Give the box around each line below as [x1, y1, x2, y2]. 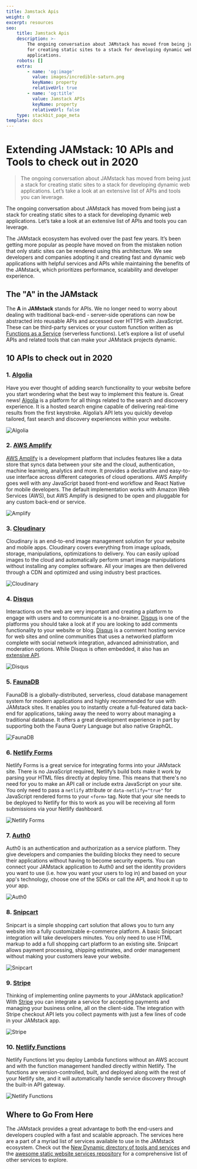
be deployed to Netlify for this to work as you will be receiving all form [6, 799, 175, 806]
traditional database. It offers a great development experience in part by [6, 716, 180, 723]
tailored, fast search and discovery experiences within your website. [6, 415, 171, 423]
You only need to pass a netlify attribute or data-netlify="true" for [6, 787, 172, 794]
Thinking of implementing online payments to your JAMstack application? [6, 992, 184, 999]
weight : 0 [6, 14, 30, 20]
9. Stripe [6, 978, 31, 986]
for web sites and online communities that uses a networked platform [6, 633, 174, 640]
